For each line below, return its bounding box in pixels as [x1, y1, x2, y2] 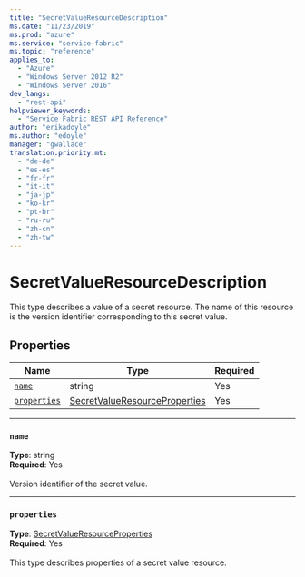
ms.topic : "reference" [9, 47, 95, 56]
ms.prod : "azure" [9, 30, 75, 39]
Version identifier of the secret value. [9, 478, 148, 490]
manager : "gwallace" [9, 140, 88, 149]
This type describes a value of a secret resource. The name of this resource [9, 301, 294, 313]
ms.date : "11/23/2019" [9, 22, 95, 31]
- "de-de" [17, 156, 54, 166]
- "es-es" [17, 165, 54, 174]
